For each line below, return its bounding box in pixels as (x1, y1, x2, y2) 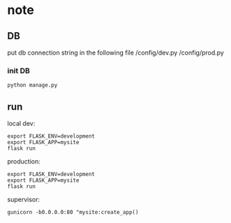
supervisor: (7, 195, 40, 204)
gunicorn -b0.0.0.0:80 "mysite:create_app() (7, 209, 139, 216)
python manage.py (7, 82, 58, 89)
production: (7, 157, 40, 166)
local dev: (7, 120, 36, 128)
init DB (7, 66, 30, 75)
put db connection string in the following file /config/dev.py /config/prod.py (7, 48, 225, 57)
